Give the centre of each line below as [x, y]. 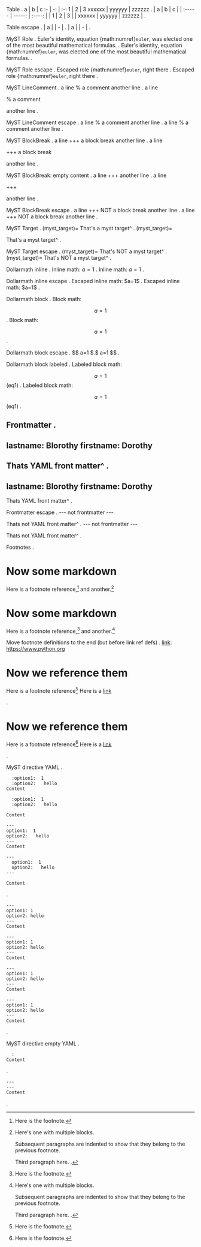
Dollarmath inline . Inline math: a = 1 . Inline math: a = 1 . [75, 269]
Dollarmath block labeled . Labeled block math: [64, 364]
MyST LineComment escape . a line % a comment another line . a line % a [98, 122]
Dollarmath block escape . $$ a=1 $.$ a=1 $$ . [63, 353]
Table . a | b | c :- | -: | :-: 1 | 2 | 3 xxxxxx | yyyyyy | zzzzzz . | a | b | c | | [94, 9]
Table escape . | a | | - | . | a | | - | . [48, 27]
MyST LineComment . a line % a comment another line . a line [82, 88]
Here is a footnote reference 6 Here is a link [59, 744]
